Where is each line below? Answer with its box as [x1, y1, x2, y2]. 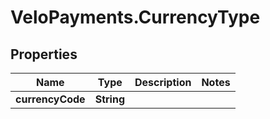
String [94, 92, 125, 106]
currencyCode [15, 92, 86, 106]
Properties [10, 46, 78, 63]
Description [134, 76, 192, 89]
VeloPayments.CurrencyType [10, 6, 261, 29]
